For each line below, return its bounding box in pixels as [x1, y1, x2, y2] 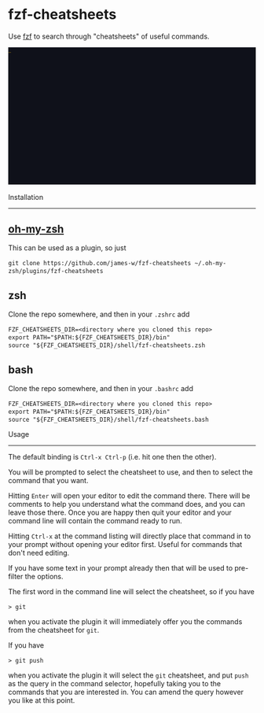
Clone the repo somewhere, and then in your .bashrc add [8, 383, 194, 393]
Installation [8, 192, 44, 201]
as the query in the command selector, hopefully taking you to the [8, 678, 222, 688]
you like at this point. [8, 695, 75, 705]
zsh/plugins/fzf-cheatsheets [8, 268, 104, 275]
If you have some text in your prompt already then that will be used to [8, 563, 233, 572]
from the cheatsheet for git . [8, 625, 100, 634]
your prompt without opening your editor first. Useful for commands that [8, 539, 243, 549]
